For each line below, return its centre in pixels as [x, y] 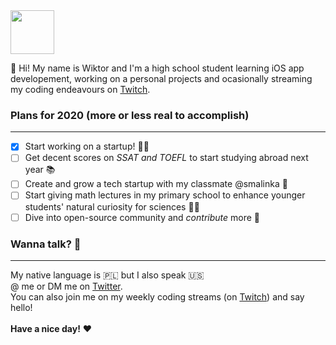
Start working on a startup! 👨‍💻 [87, 146]
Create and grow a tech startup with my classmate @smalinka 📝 [156, 184]
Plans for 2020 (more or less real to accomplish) [130, 115]
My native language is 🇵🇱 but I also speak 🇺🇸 [107, 275]
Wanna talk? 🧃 [46, 244]
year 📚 [40, 170]
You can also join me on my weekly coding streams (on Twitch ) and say [157, 296]
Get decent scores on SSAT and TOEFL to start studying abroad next [166, 158]
